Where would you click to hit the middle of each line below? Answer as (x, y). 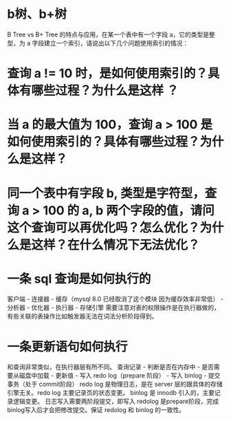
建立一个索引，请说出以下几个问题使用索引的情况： (116, 43)
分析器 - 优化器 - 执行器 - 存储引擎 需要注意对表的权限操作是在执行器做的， (113, 307)
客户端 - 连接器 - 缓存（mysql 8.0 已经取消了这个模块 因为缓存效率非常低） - (115, 299)
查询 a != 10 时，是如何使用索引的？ (108, 74)
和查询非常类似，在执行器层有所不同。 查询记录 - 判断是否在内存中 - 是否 (111, 367)
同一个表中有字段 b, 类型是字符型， (106, 193)
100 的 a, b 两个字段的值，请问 (129, 210)
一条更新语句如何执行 (68, 346)
